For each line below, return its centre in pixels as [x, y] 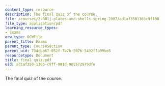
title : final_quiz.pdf [28, 60]
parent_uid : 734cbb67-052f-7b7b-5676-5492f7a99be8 [58, 51]
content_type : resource [29, 10]
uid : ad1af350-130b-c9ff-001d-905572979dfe [50, 64]
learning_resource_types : [31, 28]
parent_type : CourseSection [34, 46]
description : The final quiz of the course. [51, 14]
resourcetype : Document [29, 55]
